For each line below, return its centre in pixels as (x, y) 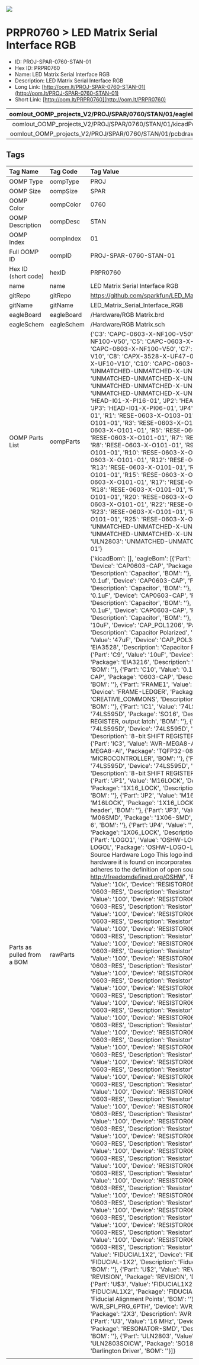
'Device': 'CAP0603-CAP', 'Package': (143, 566)
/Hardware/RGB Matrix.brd (127, 315)
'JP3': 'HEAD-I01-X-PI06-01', (134, 408)
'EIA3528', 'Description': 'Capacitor (140, 647)
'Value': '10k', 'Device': (123, 884)
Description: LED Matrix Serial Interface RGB (69, 81)
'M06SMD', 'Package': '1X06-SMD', (141, 818)
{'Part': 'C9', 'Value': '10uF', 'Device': (142, 655)
